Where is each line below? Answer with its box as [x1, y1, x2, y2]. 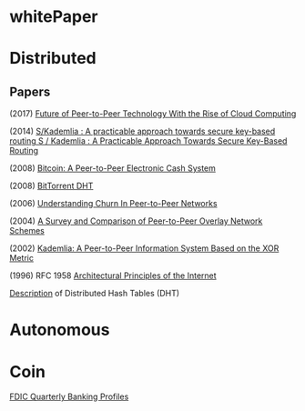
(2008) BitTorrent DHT [9, 180, 94, 192]
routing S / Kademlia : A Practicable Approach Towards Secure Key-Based [9, 135, 288, 146]
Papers [9, 84, 51, 99]
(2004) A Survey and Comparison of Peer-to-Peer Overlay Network [9, 216, 263, 226]
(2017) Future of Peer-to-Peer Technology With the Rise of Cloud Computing [9, 108, 297, 119]
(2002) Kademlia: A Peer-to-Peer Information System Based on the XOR [9, 243, 280, 254]
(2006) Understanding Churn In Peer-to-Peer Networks [9, 198, 218, 209]
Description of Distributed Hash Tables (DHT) [9, 288, 180, 299]
